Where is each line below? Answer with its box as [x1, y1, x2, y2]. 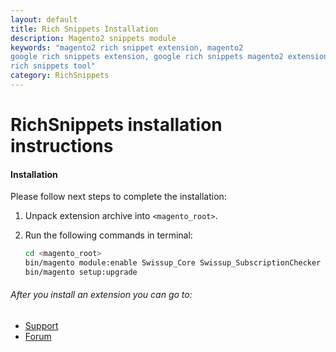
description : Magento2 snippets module [10, 33, 177, 43]
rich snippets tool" [10, 61, 97, 71]
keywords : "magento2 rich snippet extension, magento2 [10, 42, 244, 53]
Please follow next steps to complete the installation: [10, 191, 227, 203]
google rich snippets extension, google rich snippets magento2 [10, 52, 284, 62]
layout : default [10, 14, 78, 25]
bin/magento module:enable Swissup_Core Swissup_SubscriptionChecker [24, 258, 322, 268]
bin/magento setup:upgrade [24, 267, 138, 278]
